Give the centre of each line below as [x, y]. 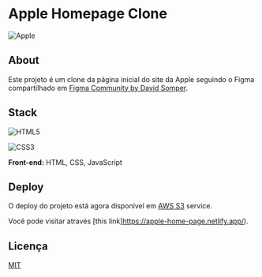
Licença [28, 246]
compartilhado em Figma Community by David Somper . [98, 88]
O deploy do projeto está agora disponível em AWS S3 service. [110, 206]
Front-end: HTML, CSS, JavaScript [65, 162]
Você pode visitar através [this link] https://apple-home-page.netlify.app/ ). [128, 221]
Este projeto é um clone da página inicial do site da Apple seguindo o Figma [131, 79]
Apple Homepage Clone [88, 14]
